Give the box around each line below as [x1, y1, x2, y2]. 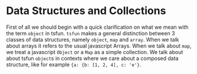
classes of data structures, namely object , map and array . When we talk [6, 36, 179, 43]
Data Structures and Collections [6, 4, 166, 18]
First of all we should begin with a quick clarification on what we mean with [6, 23, 189, 31]
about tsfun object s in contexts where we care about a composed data [6, 55, 179, 62]
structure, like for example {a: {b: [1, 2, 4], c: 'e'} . [6, 60, 142, 68]
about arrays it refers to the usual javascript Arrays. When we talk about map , [6, 42, 192, 49]
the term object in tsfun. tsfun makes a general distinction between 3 [6, 29, 175, 36]
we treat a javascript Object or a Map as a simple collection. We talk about [6, 48, 183, 55]
